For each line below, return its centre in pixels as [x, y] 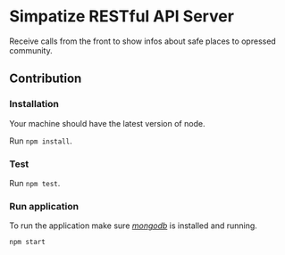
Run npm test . [35, 183]
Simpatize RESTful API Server [122, 16]
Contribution [46, 79]
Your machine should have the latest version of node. [107, 123]
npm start [28, 243]
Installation [34, 104]
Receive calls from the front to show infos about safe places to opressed [143, 41]
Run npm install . [41, 141]
